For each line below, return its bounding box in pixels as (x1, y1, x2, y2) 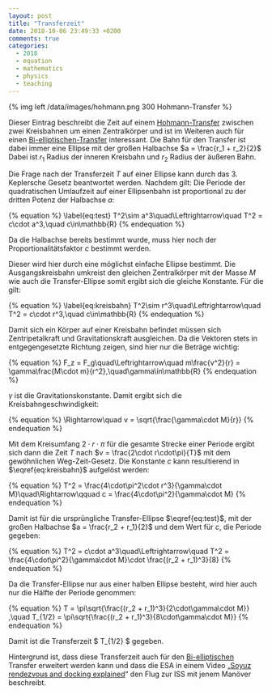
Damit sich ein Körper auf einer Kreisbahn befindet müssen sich (8, 325, 222, 335)
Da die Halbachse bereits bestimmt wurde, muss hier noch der (8, 235, 217, 245)
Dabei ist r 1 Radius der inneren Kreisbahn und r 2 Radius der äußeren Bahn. (8, 151, 257, 163)
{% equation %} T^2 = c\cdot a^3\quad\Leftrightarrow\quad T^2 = (8, 547, 229, 556)
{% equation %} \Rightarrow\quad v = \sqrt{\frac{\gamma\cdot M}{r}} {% (8, 415, 254, 425)
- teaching (15, 79, 53, 87)
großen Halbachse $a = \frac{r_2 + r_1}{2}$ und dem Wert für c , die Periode (8, 523, 261, 532)
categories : (8, 42, 49, 50)
